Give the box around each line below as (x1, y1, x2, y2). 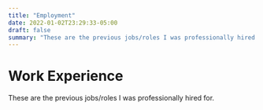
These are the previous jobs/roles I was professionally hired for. (8, 93, 215, 103)
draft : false (8, 26, 51, 34)
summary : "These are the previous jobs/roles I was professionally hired (8, 33, 256, 42)
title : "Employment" (8, 11, 76, 20)
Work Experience (8, 68, 124, 85)
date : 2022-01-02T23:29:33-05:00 (8, 19, 118, 27)
